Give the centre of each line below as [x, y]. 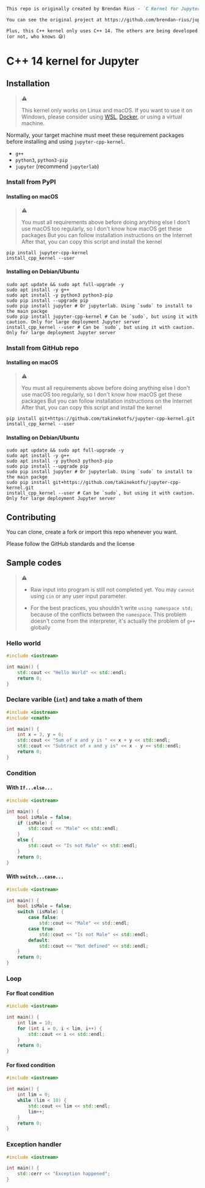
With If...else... [30, 788]
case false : [44, 918]
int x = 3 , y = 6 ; [41, 735]
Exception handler [34, 1145]
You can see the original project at [54, 20]
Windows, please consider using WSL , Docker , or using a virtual [102, 117]
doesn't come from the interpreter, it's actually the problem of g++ [113, 621]
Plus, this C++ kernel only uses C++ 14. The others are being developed [102, 31]
